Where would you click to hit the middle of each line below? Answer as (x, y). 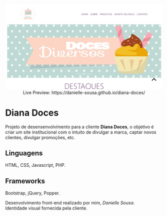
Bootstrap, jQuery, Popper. (32, 193)
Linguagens (24, 153)
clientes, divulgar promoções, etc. (40, 137)
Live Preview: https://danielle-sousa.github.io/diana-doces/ (84, 92)
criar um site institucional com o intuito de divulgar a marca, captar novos (81, 132)
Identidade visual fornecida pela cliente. (46, 208)
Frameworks (25, 181)
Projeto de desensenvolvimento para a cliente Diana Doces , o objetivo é (79, 127)
